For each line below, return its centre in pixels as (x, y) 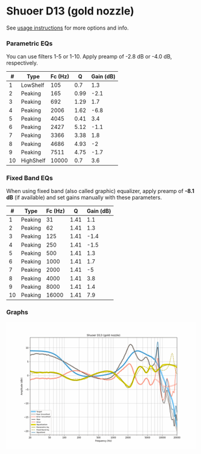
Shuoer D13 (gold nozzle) (70, 11)
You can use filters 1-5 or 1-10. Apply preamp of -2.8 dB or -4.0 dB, (89, 57)
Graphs (17, 312)
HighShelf (33, 160)
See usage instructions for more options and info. (68, 28)
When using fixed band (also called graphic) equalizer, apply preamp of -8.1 (100, 191)
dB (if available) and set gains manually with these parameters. (84, 198)
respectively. (22, 63)
